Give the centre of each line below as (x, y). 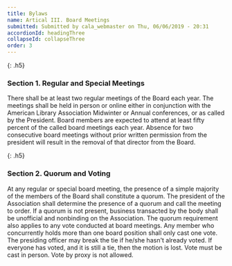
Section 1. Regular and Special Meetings (76, 83)
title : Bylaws (28, 13)
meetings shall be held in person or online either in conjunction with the (109, 106)
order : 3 (20, 46)
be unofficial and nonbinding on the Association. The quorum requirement (113, 218)
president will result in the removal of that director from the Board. (101, 142)
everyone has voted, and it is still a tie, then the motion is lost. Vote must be (115, 247)
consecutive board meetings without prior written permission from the (107, 135)
